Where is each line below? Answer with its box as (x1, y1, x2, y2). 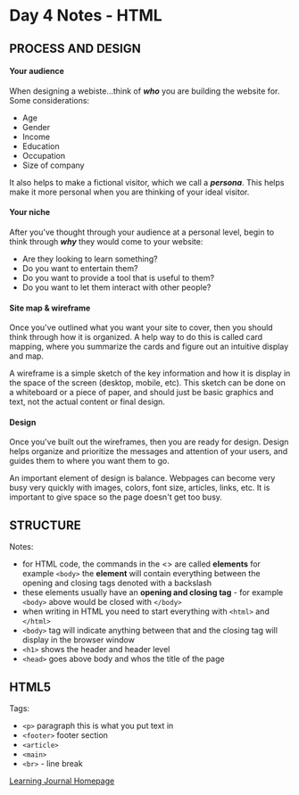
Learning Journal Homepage (9, 775, 115, 786)
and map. (9, 351, 45, 361)
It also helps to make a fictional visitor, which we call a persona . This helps (9, 177, 285, 187)
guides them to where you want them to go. (9, 456, 170, 467)
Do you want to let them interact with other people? (21, 282, 212, 293)
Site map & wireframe (9, 302, 91, 313)
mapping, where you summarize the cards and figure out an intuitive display (9, 341, 288, 352)
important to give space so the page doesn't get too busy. (9, 492, 223, 502)
